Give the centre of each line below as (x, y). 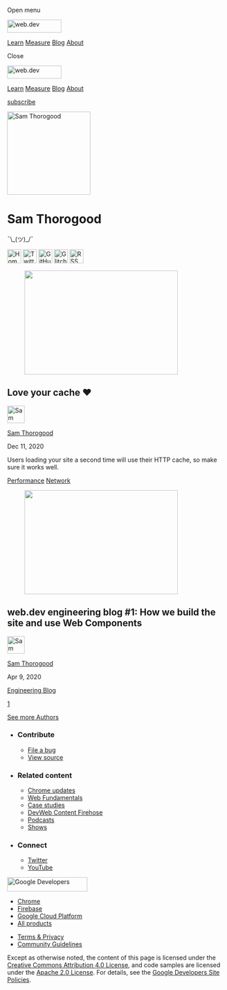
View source (45, 757)
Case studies (46, 805)
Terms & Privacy (40, 937)
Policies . (19, 980)
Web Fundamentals (55, 798)
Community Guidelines (49, 944)
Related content (45, 775)
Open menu (24, 10)
